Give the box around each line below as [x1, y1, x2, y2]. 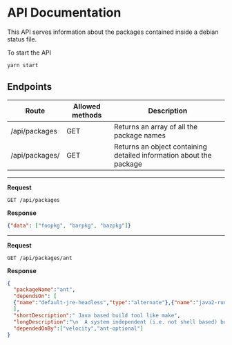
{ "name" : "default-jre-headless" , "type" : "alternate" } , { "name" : [13, 299, 196, 306]
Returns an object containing [113, 142, 207, 151]
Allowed [72, 102, 101, 111]
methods [71, 110, 102, 120]
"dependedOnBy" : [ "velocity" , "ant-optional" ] [13, 325, 144, 332]
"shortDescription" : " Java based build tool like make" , [13, 312, 181, 319]
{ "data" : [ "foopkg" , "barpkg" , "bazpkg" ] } [7, 222, 131, 229]
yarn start [7, 62, 39, 68]
